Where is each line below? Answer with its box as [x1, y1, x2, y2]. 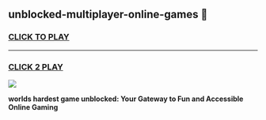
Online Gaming [8, 102, 59, 111]
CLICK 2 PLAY [8, 61, 63, 72]
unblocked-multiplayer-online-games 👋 [8, 8, 208, 21]
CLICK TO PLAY [8, 32, 70, 43]
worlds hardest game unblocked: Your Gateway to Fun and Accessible [8, 94, 244, 103]
